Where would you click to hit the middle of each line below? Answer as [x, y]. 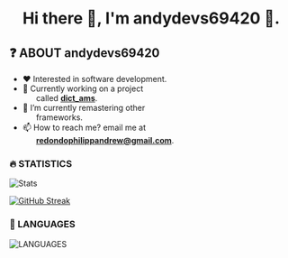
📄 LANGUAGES [42, 225]
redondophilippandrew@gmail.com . [105, 140]
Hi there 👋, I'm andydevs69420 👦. [151, 18]
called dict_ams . [67, 98]
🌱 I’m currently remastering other [84, 108]
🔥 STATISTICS [41, 163]
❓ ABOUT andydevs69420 [85, 53]
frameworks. [59, 117]
